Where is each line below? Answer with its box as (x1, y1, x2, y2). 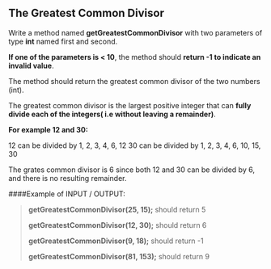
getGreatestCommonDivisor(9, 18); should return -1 (28, 236, 204, 246)
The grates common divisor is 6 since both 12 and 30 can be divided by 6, (8, 165, 255, 174)
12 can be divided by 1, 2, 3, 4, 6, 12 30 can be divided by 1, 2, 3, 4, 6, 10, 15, (8, 141, 261, 150)
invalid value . (8, 61, 54, 70)
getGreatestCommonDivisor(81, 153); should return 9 (28, 251, 210, 261)
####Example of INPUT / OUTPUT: (8, 189, 125, 199)
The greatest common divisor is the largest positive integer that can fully (8, 100, 252, 110)
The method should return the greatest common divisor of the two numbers (8, 76, 260, 86)
